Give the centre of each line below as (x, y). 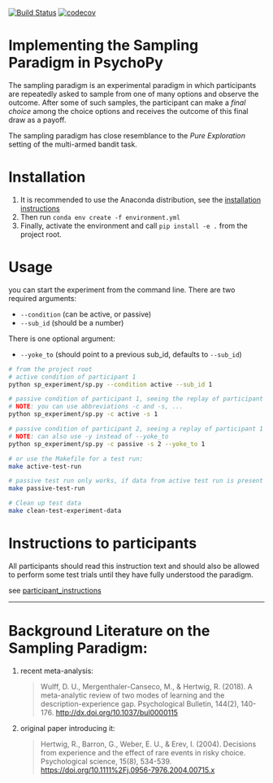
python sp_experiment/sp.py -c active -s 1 (83, 414)
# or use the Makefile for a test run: (76, 459)
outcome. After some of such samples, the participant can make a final (127, 103)
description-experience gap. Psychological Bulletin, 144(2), (140, 703)
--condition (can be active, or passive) (86, 314)
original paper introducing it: (67, 728)
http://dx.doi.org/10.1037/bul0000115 (117, 712)
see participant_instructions (55, 590)
